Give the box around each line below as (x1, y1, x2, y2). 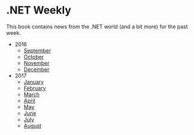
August (23, 122, 42, 129)
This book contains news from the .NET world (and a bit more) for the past (6, 23, 188, 30)
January (23, 78, 44, 85)
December (23, 65, 50, 73)
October (23, 53, 44, 60)
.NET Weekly (6, 4, 72, 17)
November (23, 60, 50, 67)
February (23, 84, 46, 91)
